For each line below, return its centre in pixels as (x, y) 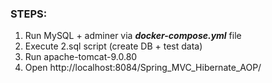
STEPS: (29, 14)
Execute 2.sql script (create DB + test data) (113, 46)
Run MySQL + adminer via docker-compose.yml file (133, 36)
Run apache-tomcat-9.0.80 (81, 57)
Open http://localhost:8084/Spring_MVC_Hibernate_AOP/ (143, 68)
